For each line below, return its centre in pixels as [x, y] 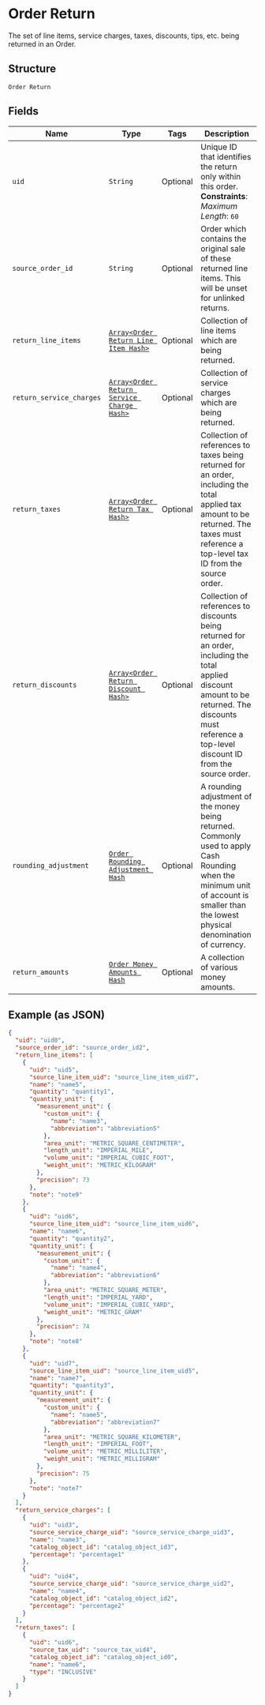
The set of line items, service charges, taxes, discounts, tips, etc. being [124, 36]
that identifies [226, 156]
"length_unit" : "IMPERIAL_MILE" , [98, 1151]
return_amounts [41, 972]
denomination [226, 934]
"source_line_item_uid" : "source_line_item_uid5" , [114, 1371]
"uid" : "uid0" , [40, 1040]
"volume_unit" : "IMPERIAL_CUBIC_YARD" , [109, 1305]
